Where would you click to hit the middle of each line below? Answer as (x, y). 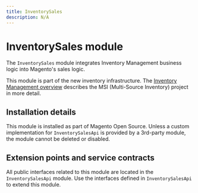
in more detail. (24, 93)
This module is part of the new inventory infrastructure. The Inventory (92, 81)
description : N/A (28, 17)
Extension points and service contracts (80, 158)
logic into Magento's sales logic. (45, 69)
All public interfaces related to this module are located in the (80, 172)
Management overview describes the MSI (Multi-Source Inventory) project (97, 87)
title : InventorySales (34, 12)
